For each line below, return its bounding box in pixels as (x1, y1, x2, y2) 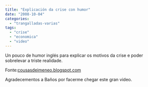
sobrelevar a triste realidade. (5, 57, 63, 64)
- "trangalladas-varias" (9, 21, 60, 26)
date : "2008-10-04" (5, 12, 45, 17)
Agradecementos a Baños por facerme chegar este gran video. (5, 76, 132, 82)
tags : (5, 25, 16, 30)
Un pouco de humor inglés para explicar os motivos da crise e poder (5, 52, 143, 58)
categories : (5, 16, 29, 21)
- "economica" (9, 35, 38, 40)
